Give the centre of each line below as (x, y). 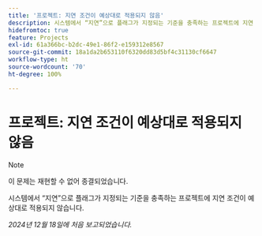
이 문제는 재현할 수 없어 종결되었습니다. (68, 181)
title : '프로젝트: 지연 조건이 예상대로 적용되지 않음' (86, 15)
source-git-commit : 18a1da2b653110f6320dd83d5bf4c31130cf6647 (112, 52)
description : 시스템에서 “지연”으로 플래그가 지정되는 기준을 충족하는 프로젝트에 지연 (131, 23)
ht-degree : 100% (35, 74)
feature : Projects (38, 37)
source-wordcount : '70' (47, 67)
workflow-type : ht (38, 60)
